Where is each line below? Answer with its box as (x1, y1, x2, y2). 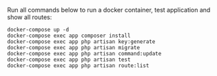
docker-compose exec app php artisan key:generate (7, 38, 156, 45)
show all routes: (7, 13, 52, 21)
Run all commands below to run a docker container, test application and (7, 6, 211, 14)
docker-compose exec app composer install (7, 32, 131, 39)
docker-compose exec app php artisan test (7, 56, 131, 63)
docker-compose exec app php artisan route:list (7, 62, 149, 69)
